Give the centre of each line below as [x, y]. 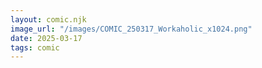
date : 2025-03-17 [46, 38]
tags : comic [35, 47]
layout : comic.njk [48, 19]
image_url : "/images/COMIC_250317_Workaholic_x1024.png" [131, 29]
